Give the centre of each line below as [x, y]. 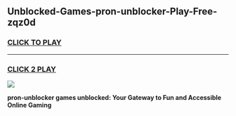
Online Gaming [29, 105]
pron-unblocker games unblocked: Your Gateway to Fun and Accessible [114, 97]
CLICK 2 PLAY [32, 69]
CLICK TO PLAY [34, 43]
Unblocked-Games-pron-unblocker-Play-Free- [112, 12]
